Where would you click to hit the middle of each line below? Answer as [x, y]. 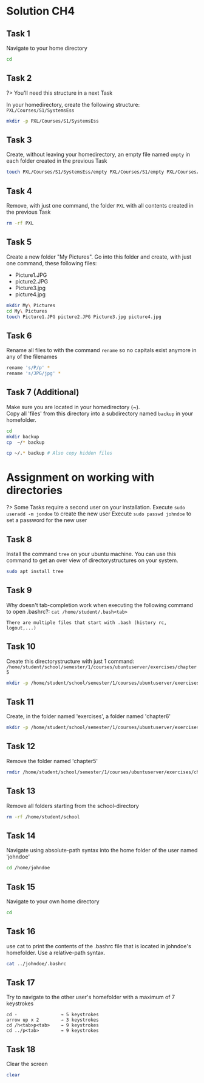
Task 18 [21, 1049]
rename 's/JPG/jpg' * [34, 374]
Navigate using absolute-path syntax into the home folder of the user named [102, 850]
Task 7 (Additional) [43, 392]
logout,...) [21, 628]
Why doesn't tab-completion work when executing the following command [100, 605]
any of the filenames [32, 357]
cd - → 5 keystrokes [53, 1015]
